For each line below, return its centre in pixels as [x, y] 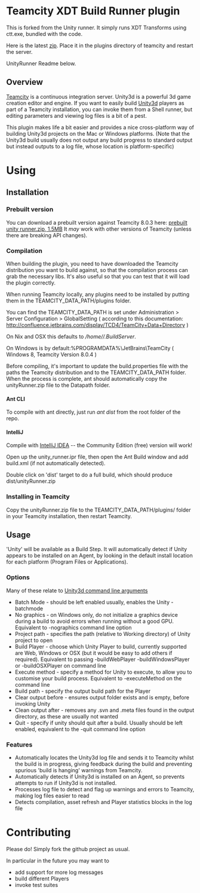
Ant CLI [16, 399]
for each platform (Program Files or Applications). [67, 562]
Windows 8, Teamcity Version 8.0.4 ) [52, 354]
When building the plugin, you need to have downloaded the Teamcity [92, 264]
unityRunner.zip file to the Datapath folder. [58, 385]
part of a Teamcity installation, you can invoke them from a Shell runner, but [99, 109]
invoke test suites [36, 885]
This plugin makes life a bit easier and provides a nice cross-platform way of [100, 127]
